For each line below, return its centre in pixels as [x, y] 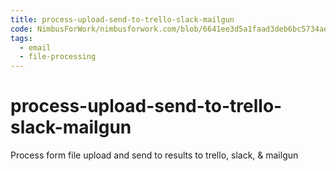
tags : [21, 38]
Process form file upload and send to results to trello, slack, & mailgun [154, 155]
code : [21, 29]
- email [35, 47]
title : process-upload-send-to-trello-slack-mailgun [122, 19]
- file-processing [58, 57]
